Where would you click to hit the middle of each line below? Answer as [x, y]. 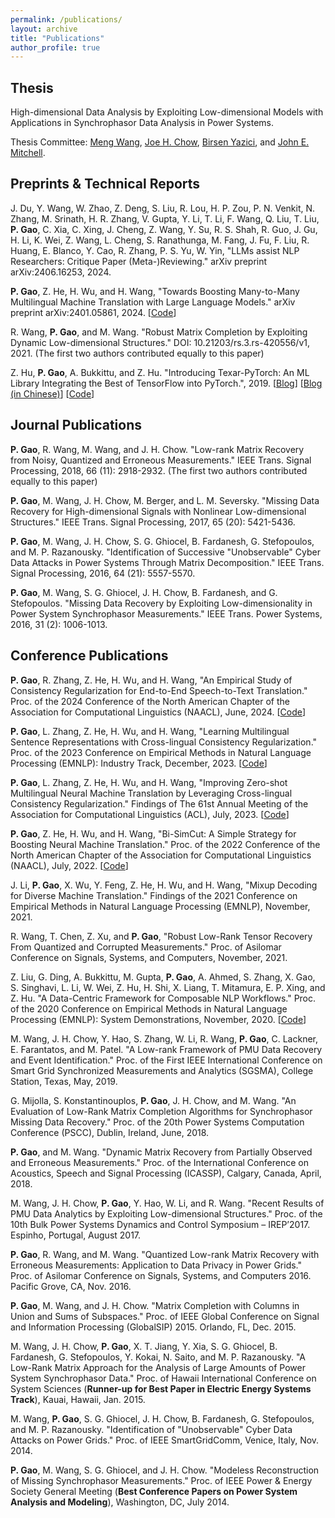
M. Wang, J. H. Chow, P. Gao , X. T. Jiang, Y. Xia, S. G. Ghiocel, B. [144, 1346]
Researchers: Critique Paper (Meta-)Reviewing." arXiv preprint [139, 261]
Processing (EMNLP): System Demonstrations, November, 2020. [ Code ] [158, 1019]
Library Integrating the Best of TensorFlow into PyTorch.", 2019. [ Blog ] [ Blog [166, 383]
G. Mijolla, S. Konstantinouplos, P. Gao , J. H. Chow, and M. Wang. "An [153, 1100]
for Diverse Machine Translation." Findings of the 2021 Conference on [154, 895]
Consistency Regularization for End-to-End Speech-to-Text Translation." [159, 690]
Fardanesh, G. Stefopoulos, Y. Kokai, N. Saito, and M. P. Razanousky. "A [158, 1357]
